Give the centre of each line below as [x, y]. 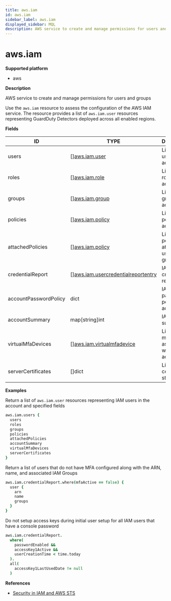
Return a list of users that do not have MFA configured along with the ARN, [83, 467]
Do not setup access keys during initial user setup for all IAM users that [80, 520]
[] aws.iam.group [90, 199]
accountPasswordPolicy [37, 299]
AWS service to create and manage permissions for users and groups [78, 98]
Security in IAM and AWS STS [44, 593]
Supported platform [27, 68]
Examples [16, 391]
